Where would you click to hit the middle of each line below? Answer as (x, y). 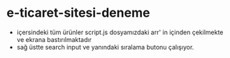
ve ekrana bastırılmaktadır (54, 39)
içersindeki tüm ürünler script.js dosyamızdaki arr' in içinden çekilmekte (120, 32)
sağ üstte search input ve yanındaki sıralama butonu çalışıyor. (105, 47)
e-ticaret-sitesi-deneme (78, 13)
